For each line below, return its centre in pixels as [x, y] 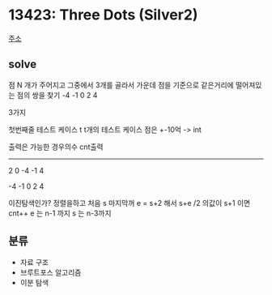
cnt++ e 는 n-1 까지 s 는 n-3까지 [60, 213]
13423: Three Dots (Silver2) [103, 15]
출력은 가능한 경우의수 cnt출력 [56, 147]
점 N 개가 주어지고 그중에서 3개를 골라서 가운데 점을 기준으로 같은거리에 [121, 85]
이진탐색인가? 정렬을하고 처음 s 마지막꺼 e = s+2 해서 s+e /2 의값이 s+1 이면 [130, 203]
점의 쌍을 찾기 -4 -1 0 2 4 [57, 95]
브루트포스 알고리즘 [51, 272]
